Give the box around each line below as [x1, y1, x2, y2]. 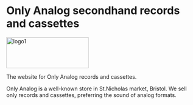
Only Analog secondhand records [6, 4, 180, 18]
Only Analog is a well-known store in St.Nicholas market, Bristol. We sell [6, 85, 187, 92]
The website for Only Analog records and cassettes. [6, 73, 137, 80]
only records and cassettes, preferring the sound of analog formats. [6, 91, 177, 98]
